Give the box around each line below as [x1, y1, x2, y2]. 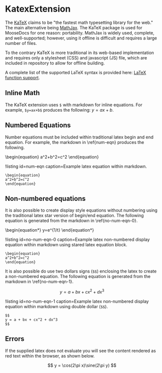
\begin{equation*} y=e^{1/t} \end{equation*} [5, 227, 94, 233]
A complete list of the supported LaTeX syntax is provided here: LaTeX [5, 69, 146, 75]
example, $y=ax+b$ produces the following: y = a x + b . [5, 107, 114, 113]
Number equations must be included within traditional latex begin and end [5, 134, 154, 140]
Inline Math [5, 89, 40, 97]
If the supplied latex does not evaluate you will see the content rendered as [5, 348, 156, 353]
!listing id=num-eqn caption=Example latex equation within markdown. [5, 163, 147, 169]
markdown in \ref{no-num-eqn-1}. [5, 279, 74, 285]
